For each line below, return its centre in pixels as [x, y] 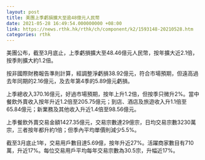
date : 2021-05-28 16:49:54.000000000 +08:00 [64, 23]
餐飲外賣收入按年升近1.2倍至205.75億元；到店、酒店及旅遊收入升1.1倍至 [97, 102]
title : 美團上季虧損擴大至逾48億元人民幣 [53, 18]
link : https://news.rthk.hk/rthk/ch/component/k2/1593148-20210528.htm [100, 29]
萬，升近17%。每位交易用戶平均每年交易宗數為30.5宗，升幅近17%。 [92, 151]
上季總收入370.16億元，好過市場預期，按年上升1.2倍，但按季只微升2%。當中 [103, 94]
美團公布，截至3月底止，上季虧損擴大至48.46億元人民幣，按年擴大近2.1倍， [102, 53]
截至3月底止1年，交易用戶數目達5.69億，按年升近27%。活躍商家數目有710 [100, 143]
